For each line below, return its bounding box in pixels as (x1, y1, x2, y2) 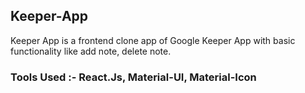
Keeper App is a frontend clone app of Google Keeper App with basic (10, 34, 296, 46)
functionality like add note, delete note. (10, 45, 172, 57)
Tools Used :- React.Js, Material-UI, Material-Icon (10, 70, 257, 84)
